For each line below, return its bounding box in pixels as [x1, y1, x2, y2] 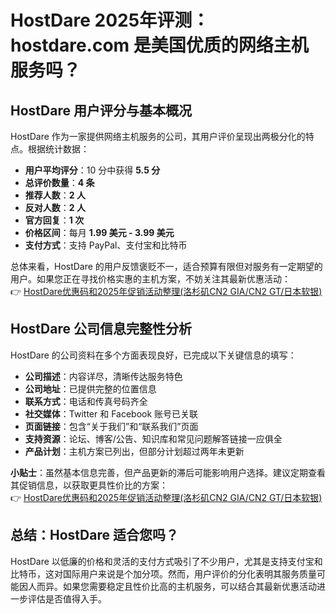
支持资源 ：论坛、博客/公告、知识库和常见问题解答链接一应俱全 [24, 432, 283, 445]
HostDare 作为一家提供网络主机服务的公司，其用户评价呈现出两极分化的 [10, 131, 306, 142]
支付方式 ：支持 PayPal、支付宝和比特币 [24, 239, 188, 251]
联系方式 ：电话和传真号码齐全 [24, 395, 148, 407]
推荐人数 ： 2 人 [24, 189, 86, 201]
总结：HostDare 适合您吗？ [10, 527, 179, 544]
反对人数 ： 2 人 [24, 202, 86, 213]
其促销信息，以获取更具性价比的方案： [10, 479, 168, 491]
